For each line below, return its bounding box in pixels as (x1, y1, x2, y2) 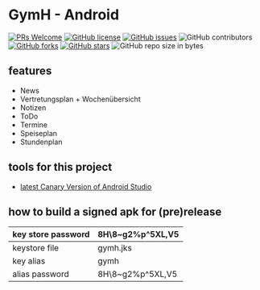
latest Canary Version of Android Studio (19, 181, 152, 191)
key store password (12, 229, 90, 240)
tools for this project (8, 160, 113, 174)
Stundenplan (19, 137, 63, 147)
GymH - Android (8, 6, 119, 24)
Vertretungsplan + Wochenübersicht (19, 94, 141, 104)
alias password (12, 268, 70, 280)
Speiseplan (19, 128, 58, 138)
